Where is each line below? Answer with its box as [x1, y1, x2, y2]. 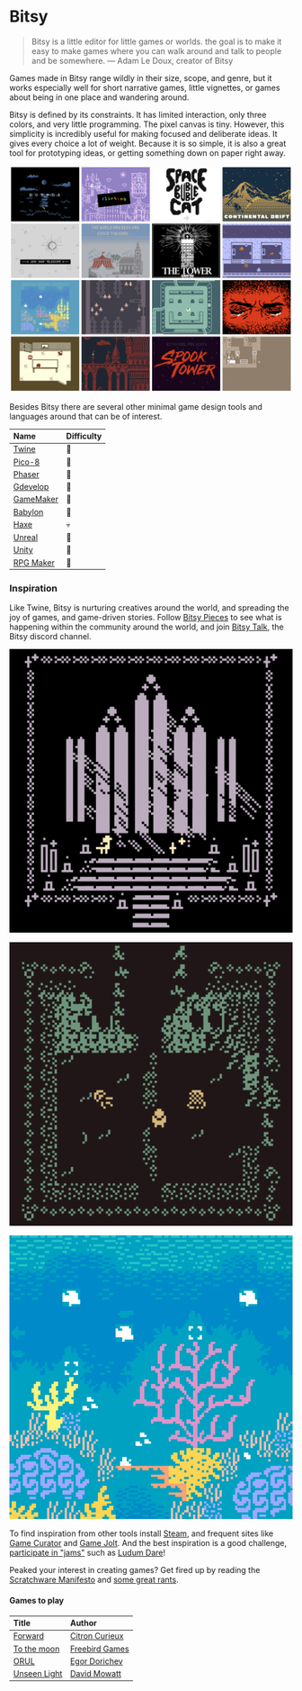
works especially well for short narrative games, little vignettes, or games [9, 82, 280, 93]
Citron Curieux [70, 1631, 124, 1641]
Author [70, 1618, 97, 1629]
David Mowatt [70, 1668, 121, 1679]
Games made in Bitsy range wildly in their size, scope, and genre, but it [9, 72, 272, 83]
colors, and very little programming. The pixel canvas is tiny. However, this [9, 119, 285, 130]
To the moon [13, 1643, 60, 1654]
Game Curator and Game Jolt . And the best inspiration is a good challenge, [9, 1538, 288, 1549]
